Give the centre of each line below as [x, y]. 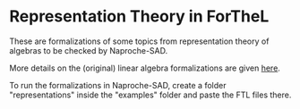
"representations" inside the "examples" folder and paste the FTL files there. [150, 95]
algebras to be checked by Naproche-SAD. [89, 50]
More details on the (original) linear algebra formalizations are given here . [145, 68]
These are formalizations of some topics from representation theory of [139, 41]
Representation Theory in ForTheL [139, 17]
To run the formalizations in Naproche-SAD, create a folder [118, 85]
